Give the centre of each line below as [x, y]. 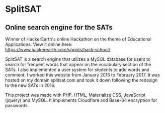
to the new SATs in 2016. [30, 85]
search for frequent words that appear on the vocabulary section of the [78, 64]
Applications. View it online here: [39, 44]
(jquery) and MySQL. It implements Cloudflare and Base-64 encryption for [81, 100]
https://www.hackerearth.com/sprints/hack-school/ [58, 50]
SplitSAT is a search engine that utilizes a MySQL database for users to [78, 59]
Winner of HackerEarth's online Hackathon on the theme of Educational [78, 39]
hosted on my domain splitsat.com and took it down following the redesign [82, 80]
